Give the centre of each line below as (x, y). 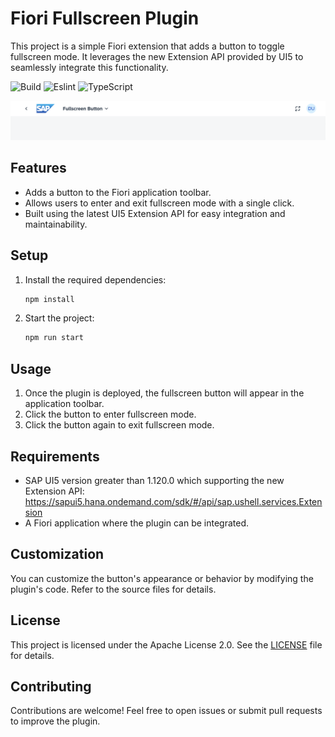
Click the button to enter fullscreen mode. (110, 414)
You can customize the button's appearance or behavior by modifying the (162, 578)
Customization (57, 554)
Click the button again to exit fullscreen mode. (119, 425)
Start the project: (59, 318)
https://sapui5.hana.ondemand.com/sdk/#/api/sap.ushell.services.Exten (173, 501)
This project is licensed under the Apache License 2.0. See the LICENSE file (166, 644)
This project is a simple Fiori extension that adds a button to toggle (147, 46)
